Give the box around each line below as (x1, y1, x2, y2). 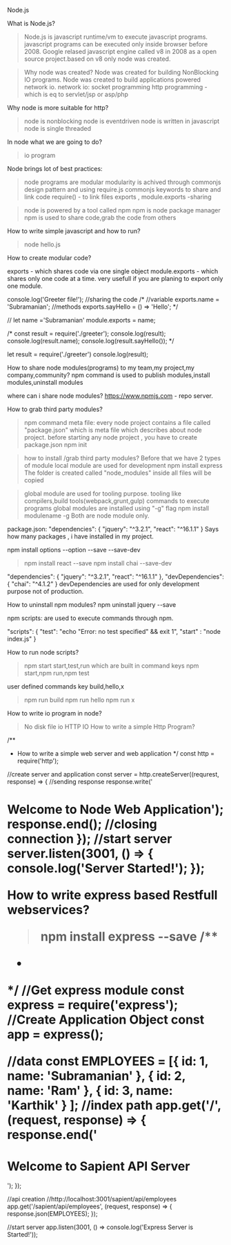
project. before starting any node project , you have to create (23, 433, 198, 442)
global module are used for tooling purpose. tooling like (23, 489, 181, 498)
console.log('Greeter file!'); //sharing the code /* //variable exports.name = (7, 296, 220, 303)
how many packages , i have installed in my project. (7, 532, 154, 540)
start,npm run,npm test (23, 669, 90, 677)
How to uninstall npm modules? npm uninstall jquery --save (7, 601, 177, 608)
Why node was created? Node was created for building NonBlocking (23, 69, 219, 76)
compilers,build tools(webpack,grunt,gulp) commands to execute (23, 497, 210, 505)
